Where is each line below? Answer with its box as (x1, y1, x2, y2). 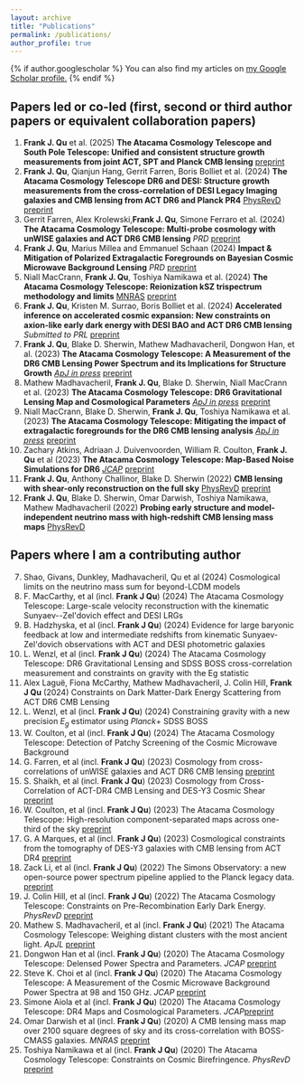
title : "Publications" (10, 22, 96, 31)
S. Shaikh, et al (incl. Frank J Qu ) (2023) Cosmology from (23, 775, 237, 786)
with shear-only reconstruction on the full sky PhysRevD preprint (23, 483, 272, 494)
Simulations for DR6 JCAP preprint (23, 464, 155, 475)
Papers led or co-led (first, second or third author (10, 99, 292, 114)
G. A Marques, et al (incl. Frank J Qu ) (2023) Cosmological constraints (23, 833, 286, 843)
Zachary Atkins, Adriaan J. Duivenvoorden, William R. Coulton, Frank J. (23, 445, 288, 456)
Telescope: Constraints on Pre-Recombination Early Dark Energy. (23, 900, 266, 911)
